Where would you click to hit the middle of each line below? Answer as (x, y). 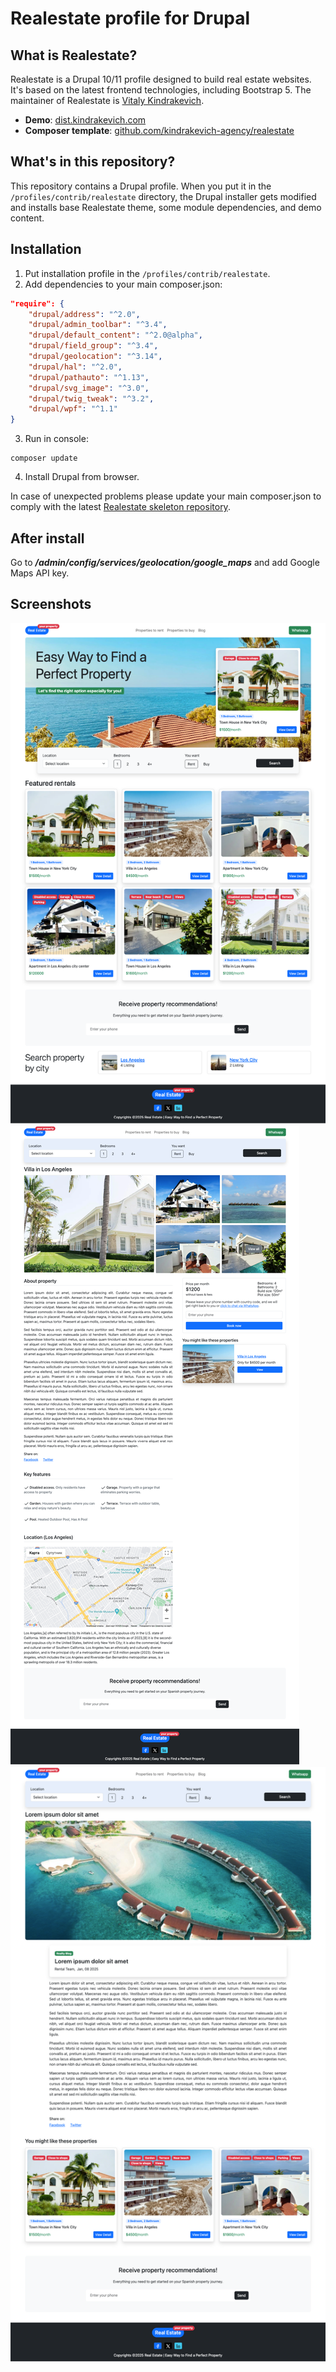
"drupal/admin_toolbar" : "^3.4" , (98, 325)
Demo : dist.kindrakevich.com (85, 120)
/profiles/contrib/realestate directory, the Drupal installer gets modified (163, 196)
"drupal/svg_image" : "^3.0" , (89, 388)
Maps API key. (40, 573)
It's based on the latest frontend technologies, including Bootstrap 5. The (161, 90)
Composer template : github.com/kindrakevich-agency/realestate (159, 130)
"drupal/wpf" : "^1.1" (73, 409)
